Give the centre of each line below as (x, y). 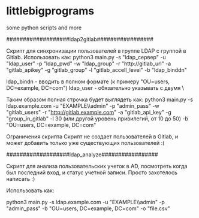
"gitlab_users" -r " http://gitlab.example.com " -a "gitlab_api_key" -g (89, 112)
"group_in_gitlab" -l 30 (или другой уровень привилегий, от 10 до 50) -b (97, 119)
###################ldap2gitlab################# (80, 39)
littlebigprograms (50, 11)
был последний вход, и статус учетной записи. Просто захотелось (92, 172)
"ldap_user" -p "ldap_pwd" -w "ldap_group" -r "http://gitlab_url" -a (89, 63)
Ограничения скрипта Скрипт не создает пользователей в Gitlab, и (92, 137)
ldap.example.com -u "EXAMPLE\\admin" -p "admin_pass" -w (83, 105)
